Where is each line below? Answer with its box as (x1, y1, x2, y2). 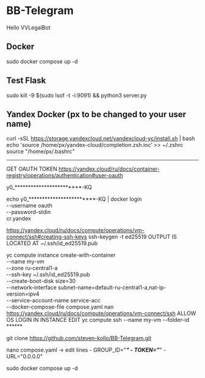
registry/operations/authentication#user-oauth (6, 172, 123, 179)
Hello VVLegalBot (6, 24, 51, 31)
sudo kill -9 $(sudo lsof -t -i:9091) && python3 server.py (6, 91, 147, 99)
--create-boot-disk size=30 (6, 277, 76, 285)
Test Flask (6, 76, 46, 86)
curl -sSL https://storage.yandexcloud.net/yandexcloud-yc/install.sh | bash (6, 135, 195, 142)
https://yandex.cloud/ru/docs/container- (58, 165, 160, 173)
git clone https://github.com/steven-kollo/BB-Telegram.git (6, 335, 151, 342)
